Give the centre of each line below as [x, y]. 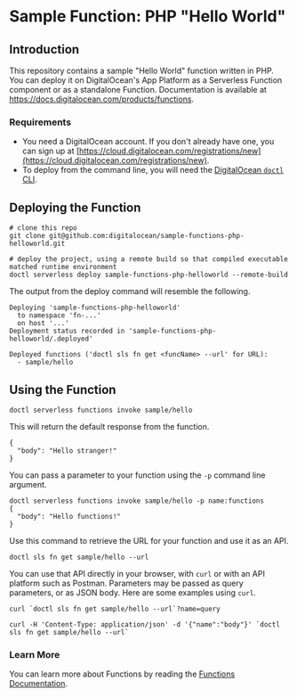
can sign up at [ [51, 151]
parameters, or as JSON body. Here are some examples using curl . [132, 592]
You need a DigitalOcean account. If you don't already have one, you [148, 142]
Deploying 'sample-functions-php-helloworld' [95, 308]
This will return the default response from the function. [109, 426]
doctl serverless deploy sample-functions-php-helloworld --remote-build [149, 275]
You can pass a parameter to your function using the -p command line [137, 475]
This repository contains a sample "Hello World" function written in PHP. [141, 70]
